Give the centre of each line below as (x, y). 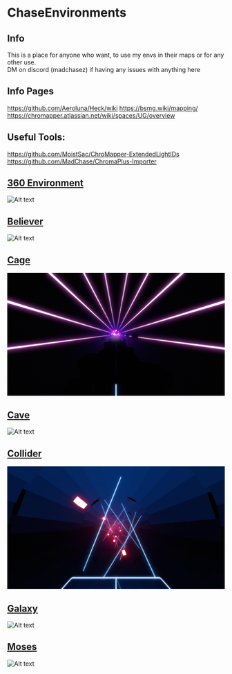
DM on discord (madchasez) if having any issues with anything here (104, 70)
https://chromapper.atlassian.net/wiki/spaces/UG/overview (91, 115)
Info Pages (30, 91)
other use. (22, 62)
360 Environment (46, 183)
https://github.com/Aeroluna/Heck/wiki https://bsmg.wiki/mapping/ (103, 108)
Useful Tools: (36, 138)
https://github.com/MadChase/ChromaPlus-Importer (82, 161)
